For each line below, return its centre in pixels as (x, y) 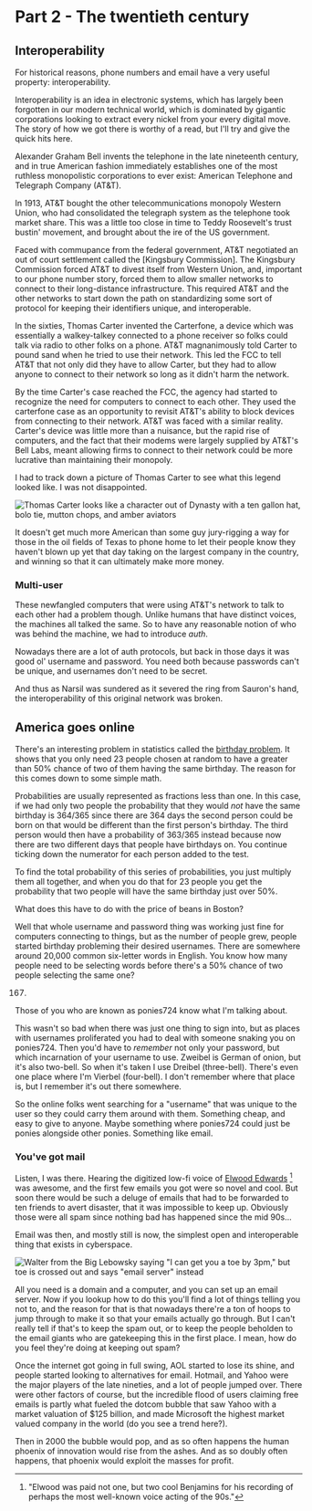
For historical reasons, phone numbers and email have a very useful (142, 72)
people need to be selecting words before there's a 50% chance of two (149, 966)
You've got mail (50, 1157)
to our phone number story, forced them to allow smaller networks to (144, 279)
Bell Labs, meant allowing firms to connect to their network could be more (154, 450)
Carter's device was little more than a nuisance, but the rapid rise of (142, 430)
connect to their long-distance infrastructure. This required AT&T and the (152, 289)
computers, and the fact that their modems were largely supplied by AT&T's (157, 441)
